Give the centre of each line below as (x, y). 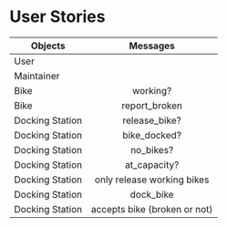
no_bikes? (152, 150)
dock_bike (152, 194)
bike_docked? (152, 135)
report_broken (152, 105)
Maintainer (37, 76)
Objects (48, 46)
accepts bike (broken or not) (152, 209)
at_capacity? (152, 164)
